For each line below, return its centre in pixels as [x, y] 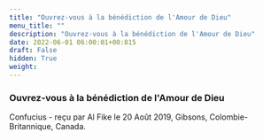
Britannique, [31, 127]
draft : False [33, 51]
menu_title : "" [37, 26]
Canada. [71, 127]
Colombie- [229, 117]
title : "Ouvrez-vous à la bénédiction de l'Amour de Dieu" [120, 17]
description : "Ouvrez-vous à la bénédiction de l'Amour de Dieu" [132, 34]
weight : [23, 67]
